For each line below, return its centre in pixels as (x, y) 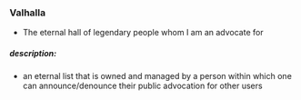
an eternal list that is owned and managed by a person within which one (157, 76)
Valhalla (28, 13)
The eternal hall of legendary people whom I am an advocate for (143, 33)
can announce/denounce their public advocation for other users (142, 86)
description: (33, 53)
